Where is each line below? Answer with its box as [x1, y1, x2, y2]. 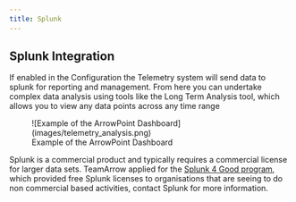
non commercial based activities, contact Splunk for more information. [9, 183, 268, 194]
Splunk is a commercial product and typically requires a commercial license [9, 155, 288, 165]
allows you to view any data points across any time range [9, 101, 221, 112]
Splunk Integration [9, 49, 115, 64]
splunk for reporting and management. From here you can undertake [9, 81, 262, 93]
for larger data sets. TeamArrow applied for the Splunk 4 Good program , [9, 164, 275, 174]
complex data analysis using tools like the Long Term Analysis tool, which [9, 91, 280, 102]
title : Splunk [9, 14, 63, 23]
